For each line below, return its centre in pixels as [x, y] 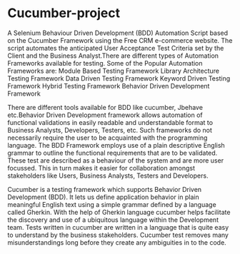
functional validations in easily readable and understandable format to [110, 122]
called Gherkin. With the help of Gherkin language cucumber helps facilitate [119, 212]
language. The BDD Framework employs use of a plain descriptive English [116, 145]
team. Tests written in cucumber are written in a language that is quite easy [118, 227]
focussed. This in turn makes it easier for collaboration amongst [101, 168]
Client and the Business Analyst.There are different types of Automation [113, 56]
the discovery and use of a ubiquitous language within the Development [113, 220]
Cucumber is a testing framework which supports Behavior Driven [105, 189]
